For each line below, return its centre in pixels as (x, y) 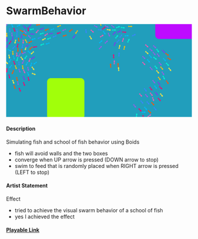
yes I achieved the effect (44, 217)
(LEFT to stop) (32, 172)
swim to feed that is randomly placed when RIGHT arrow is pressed (96, 166)
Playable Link (23, 230)
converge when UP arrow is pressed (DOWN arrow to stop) (87, 159)
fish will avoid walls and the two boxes (61, 153)
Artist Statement (27, 186)
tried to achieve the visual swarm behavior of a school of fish (89, 210)
